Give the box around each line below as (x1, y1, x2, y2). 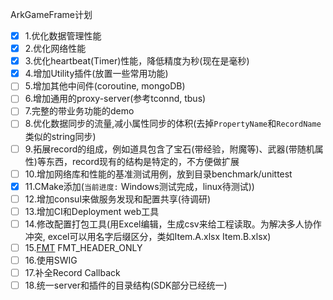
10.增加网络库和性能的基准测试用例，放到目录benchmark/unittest (24, 168, 293, 180)
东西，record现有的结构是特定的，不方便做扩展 (45, 155, 240, 167)
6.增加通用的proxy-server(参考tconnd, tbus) (24, 93, 207, 105)
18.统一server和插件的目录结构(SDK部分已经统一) (24, 279, 228, 292)
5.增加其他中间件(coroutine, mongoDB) (24, 80, 186, 92)
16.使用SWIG (24, 254, 78, 266)
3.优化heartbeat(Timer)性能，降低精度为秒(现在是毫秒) (24, 55, 250, 67)
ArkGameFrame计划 (10, 9, 93, 20)
